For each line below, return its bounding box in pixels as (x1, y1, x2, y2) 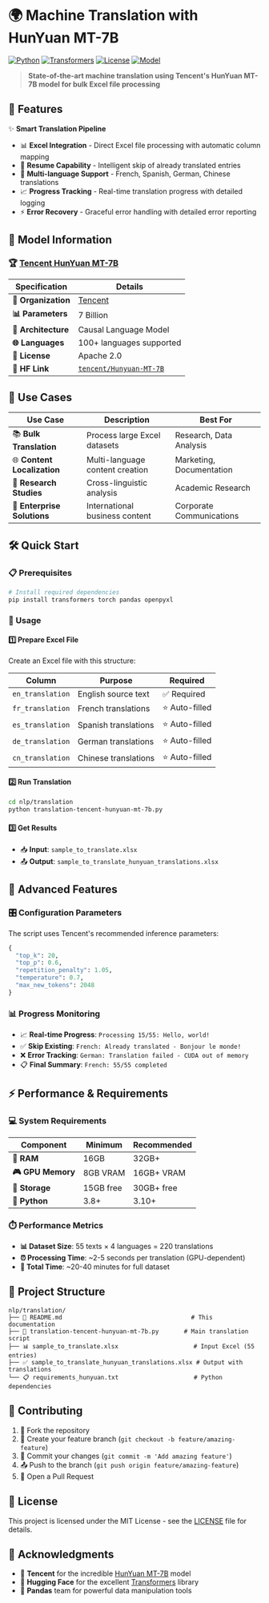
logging (19, 198, 46, 207)
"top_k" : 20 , (15, 951, 59, 959)
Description (103, 414, 150, 425)
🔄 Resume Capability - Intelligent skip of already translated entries (19, 160, 242, 170)
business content (86, 510, 152, 521)
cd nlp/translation (8, 798, 74, 806)
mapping (19, 151, 50, 161)
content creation (86, 464, 149, 476)
